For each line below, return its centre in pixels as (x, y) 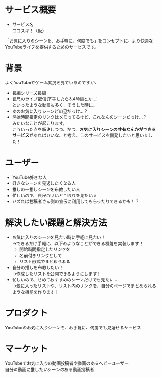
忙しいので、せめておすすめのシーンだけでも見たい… (65, 279)
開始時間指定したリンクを (45, 249)
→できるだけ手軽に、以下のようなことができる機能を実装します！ (78, 243)
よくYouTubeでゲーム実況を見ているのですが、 (52, 82)
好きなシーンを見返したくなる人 (44, 183)
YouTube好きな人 (29, 177)
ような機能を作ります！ (35, 292)
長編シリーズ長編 (29, 93)
